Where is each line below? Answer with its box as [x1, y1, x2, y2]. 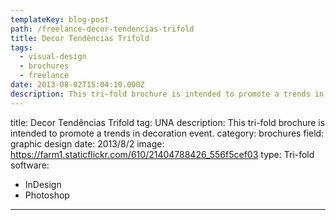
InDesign [24, 178, 62, 190]
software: [10, 159, 50, 171]
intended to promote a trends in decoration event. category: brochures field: [10, 127, 325, 139]
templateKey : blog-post [10, 14, 110, 25]
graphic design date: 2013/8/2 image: [10, 137, 165, 150]
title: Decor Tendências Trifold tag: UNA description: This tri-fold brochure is [10, 116, 326, 128]
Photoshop [24, 189, 70, 201]
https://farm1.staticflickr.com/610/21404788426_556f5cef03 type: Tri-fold [10, 148, 315, 160]
